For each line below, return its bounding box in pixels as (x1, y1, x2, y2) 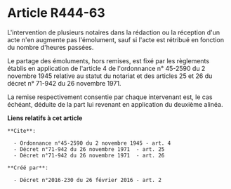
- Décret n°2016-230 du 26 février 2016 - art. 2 (13, 176, 161, 183)
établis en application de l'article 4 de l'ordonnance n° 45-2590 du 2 (7, 64, 206, 72)
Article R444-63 (7, 5, 105, 21)
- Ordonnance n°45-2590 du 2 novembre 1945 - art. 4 (13, 139, 171, 147)
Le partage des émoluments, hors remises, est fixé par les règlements (7, 56, 209, 65)
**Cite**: (7, 127, 37, 134)
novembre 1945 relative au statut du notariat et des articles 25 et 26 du (7, 72, 213, 80)
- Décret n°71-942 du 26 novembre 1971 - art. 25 (13, 145, 165, 152)
